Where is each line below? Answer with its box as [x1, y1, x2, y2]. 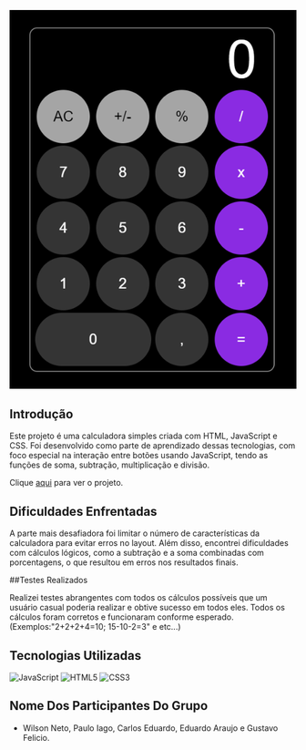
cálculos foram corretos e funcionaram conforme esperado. [9, 611, 234, 622]
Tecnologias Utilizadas [9, 648, 142, 663]
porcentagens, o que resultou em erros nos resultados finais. [9, 557, 239, 568]
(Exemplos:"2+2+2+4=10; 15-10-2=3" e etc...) [9, 622, 181, 632]
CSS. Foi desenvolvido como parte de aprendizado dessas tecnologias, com [9, 440, 296, 451]
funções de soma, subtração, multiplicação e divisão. [9, 459, 210, 470]
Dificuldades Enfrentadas [9, 503, 158, 519]
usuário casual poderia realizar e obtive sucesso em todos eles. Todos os [9, 602, 285, 613]
